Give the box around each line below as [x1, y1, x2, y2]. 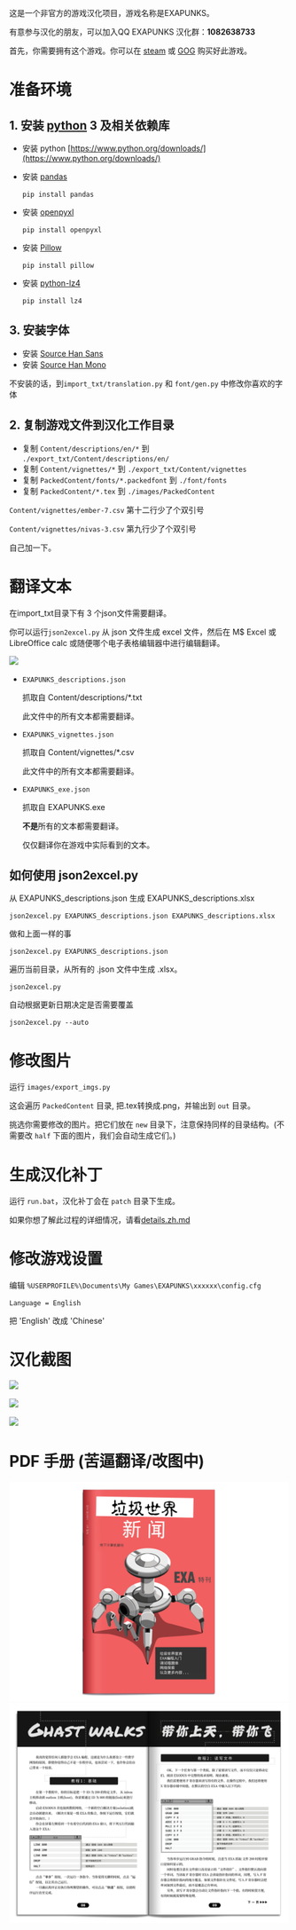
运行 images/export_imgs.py [9, 1082, 111, 1092]
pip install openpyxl [21, 225, 102, 234]
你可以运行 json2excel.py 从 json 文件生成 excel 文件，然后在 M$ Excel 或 [9, 626, 277, 637]
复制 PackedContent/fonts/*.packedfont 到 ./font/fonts [21, 474, 228, 485]
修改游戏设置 [9, 1249, 104, 1269]
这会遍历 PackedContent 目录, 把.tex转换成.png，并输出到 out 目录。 [9, 1100, 255, 1111]
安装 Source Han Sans [21, 348, 104, 358]
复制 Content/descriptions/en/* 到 [21, 443, 150, 453]
